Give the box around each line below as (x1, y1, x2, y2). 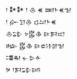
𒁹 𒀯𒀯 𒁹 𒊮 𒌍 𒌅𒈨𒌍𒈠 (5, 7, 72, 13)
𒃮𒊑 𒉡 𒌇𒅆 (5, 54, 42, 61)
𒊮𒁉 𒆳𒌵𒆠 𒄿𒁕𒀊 (5, 31, 66, 37)
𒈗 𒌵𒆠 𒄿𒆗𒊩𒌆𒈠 (5, 42, 64, 49)
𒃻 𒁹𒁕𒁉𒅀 (5, 66, 41, 73)
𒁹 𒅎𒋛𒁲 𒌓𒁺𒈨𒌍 (5, 19, 57, 25)
